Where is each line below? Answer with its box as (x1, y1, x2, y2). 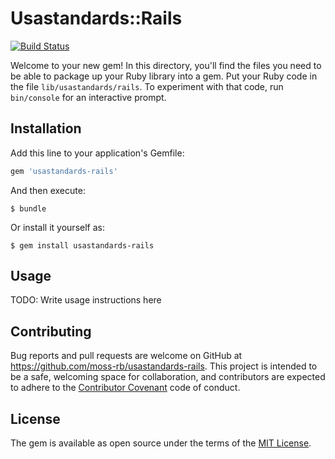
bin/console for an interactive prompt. (10, 91, 167, 103)
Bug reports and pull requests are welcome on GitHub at (10, 350, 243, 362)
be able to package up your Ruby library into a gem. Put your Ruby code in (10, 70, 318, 82)
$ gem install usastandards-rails (10, 240, 155, 251)
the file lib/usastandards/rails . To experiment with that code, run (10, 80, 284, 92)
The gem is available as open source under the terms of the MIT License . (10, 437, 312, 449)
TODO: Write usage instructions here (10, 294, 162, 306)
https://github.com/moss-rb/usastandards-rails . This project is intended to (10, 360, 318, 372)
